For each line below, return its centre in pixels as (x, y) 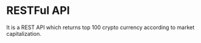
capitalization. (24, 33)
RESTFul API (38, 11)
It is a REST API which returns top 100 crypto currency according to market (100, 27)
